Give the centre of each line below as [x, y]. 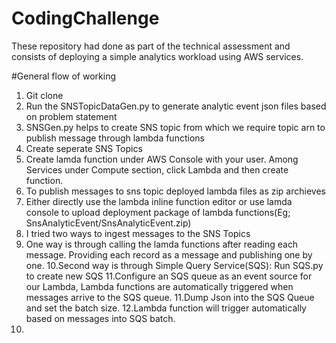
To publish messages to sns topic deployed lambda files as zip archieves [175, 191]
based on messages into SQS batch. [100, 318]
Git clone [44, 95]
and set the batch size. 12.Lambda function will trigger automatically [166, 308]
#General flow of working [64, 76]
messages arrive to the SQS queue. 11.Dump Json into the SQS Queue [170, 297]
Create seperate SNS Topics [84, 148]
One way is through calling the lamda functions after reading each [162, 244]
